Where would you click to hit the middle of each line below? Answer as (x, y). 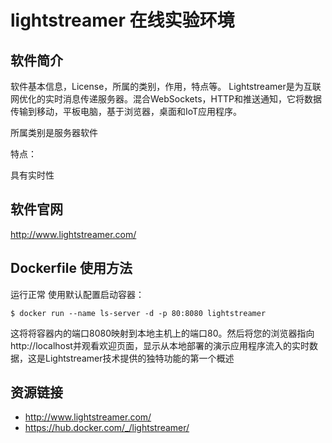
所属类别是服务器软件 (54, 132)
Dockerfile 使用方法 (71, 268)
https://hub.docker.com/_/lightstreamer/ (107, 428)
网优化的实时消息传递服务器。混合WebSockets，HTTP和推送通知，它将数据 (166, 99)
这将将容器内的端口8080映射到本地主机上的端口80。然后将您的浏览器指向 (162, 333)
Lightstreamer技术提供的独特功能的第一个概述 (139, 358)
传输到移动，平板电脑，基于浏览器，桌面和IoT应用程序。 (126, 111)
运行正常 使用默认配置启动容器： (77, 294)
